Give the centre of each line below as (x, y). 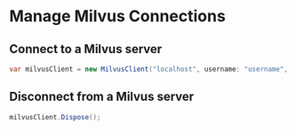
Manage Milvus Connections (118, 16)
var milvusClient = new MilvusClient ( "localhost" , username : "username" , (149, 69)
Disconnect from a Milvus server (102, 97)
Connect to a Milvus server (86, 49)
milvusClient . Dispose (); (55, 117)
